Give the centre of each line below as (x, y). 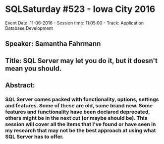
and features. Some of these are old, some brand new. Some (79, 106)
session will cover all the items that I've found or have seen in (81, 124)
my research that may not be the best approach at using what (81, 131)
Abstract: (20, 85)
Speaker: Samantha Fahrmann (53, 44)
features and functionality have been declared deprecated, (78, 112)
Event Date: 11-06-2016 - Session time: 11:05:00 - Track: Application (74, 23)
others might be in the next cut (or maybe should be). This (76, 118)
